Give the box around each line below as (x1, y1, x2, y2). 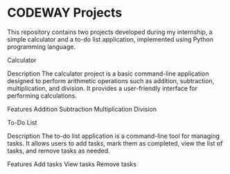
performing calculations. (7, 92, 78, 100)
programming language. (7, 42, 76, 51)
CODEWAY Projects (7, 5, 123, 21)
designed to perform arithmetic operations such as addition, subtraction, (7, 76, 215, 85)
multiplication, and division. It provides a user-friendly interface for (7, 84, 198, 92)
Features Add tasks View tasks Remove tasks (7, 159, 137, 168)
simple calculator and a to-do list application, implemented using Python (7, 35, 213, 43)
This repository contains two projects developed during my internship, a (7, 28, 213, 36)
